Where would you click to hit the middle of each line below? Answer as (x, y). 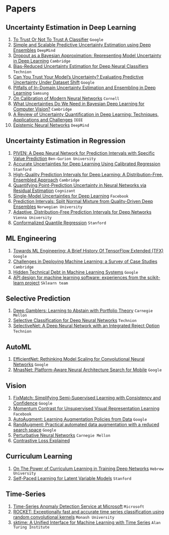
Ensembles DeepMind (34, 50)
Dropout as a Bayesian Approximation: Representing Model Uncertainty (87, 55)
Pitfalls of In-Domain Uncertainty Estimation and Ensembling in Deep (84, 88)
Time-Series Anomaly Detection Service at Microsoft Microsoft (78, 506)
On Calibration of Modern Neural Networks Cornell (66, 98)
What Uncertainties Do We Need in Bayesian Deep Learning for (79, 104)
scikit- (154, 277)
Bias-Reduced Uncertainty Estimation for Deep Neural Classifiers (80, 66)
